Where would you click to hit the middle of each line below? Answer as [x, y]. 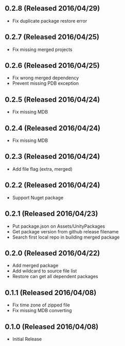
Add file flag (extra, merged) [42, 169]
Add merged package [35, 266]
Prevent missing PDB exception [46, 83]
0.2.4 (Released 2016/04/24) [53, 128]
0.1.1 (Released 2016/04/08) [51, 293]
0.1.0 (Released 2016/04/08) [52, 327]
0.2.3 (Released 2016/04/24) [52, 157]
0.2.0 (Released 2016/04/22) [52, 253]
